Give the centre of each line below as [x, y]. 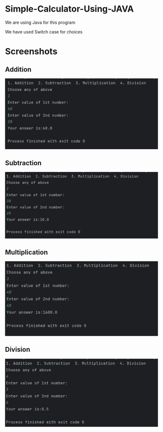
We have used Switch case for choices [44, 32]
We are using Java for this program [40, 22]
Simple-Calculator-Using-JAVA [70, 9]
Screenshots [31, 52]
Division [18, 350]
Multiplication [26, 252]
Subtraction [23, 163]
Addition [18, 69]
